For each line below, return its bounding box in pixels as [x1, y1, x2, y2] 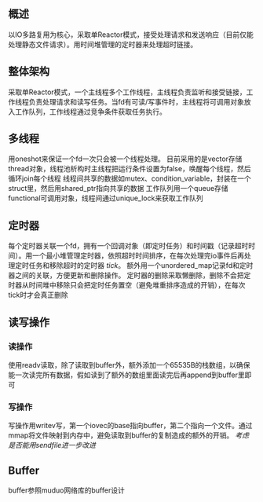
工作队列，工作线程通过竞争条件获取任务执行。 [14, 107, 166, 116]
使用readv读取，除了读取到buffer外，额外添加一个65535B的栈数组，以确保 [8, 360, 250, 369]
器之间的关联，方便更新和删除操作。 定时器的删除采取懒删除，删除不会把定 [8, 270, 251, 280]
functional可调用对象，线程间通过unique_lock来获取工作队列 [8, 193, 203, 203]
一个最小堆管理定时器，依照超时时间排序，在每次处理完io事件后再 [31, 251, 245, 261]
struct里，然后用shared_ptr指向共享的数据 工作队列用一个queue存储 [8, 184, 229, 193]
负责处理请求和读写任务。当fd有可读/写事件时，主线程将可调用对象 [28, 97, 245, 106]
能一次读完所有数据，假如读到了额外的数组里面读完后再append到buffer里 [8, 370, 245, 379]
